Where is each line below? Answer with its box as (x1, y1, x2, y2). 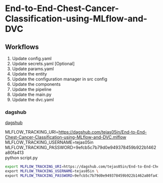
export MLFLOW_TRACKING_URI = (5, 164, 64, 169)
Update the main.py (12, 91, 52, 97)
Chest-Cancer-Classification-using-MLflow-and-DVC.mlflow (5, 134, 127, 140)
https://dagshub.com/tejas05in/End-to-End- (58, 129, 147, 135)
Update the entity (12, 71, 47, 76)
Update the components (12, 81, 61, 87)
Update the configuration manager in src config (12, 76, 108, 82)
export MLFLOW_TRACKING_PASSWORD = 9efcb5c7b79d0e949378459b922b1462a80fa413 (5, 173, 162, 178)
